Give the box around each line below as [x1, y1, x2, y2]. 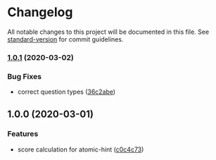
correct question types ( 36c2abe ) [17, 87, 116, 96]
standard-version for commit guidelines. [7, 35, 124, 43]
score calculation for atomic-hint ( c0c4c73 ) [17, 145, 144, 154]
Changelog [7, 4, 73, 20]
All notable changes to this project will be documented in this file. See [7, 27, 210, 36]
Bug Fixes [7, 71, 42, 81]
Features [7, 129, 39, 139]
